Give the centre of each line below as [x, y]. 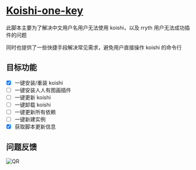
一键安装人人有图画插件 [43, 90]
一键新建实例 [30, 119]
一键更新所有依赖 [35, 112]
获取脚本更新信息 [35, 127]
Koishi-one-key [45, 11]
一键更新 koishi [32, 97]
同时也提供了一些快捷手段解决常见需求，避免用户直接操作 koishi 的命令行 [94, 47]
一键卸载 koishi [32, 105]
